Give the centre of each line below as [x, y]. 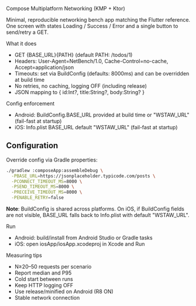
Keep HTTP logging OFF [44, 286]
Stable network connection [47, 298]
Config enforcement [30, 104]
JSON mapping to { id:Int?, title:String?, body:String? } [80, 92]
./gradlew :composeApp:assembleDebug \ [55, 170]
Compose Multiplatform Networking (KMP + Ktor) [66, 8]
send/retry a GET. [27, 32]
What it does [21, 44]
